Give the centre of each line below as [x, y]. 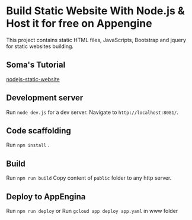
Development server [45, 98]
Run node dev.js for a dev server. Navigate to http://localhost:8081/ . [92, 112]
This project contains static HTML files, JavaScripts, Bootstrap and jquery [96, 40]
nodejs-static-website [33, 79]
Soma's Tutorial [36, 65]
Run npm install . [28, 145]
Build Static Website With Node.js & [95, 11]
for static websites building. [40, 46]
